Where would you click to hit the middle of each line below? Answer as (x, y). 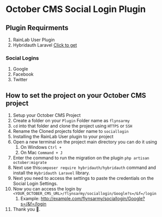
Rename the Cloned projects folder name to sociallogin (71, 131)
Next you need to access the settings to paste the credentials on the (83, 178)
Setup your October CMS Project (47, 115)
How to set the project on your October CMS (76, 95)
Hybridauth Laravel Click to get (45, 45)
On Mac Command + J (41, 153)
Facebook (23, 74)
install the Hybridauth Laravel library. (51, 173)
